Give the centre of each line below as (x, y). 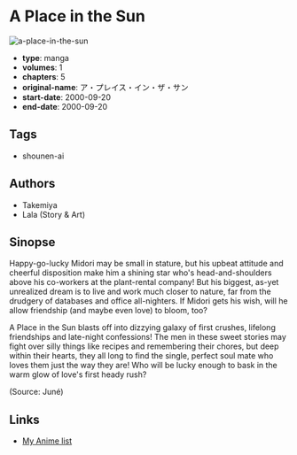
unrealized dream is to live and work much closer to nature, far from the (141, 292)
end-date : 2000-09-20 (65, 106)
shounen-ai (43, 156)
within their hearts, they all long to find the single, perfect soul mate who (141, 356)
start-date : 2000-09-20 (66, 97)
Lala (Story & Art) (54, 214)
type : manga (45, 58)
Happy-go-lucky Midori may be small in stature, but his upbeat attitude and (146, 264)
